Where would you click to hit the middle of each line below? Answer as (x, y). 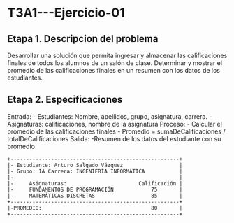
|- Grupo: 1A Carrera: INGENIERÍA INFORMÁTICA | (95, 171)
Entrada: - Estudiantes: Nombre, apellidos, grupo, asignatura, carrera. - (110, 116)
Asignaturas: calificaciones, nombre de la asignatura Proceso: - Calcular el (115, 124)
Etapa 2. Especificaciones (65, 100)
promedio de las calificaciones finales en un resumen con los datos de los (114, 70)
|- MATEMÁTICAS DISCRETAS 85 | (95, 196)
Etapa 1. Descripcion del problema (83, 39)
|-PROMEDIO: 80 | (95, 208)
